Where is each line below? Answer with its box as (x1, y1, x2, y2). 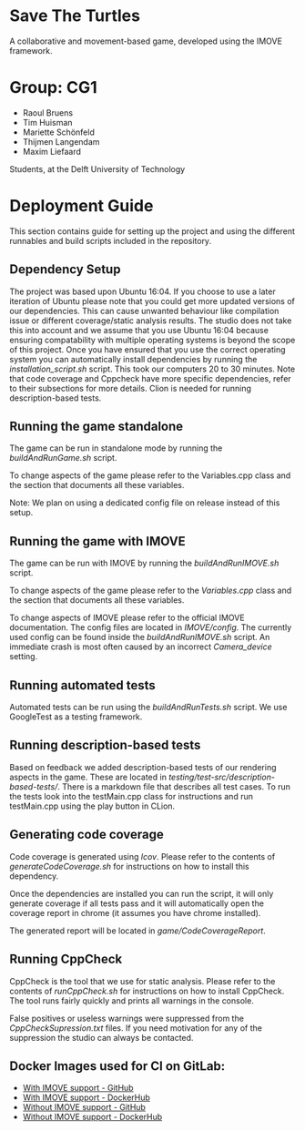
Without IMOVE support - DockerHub (22, 1112, 163, 1123)
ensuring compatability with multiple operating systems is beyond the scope (9, 334, 296, 345)
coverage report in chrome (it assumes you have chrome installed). (9, 907, 261, 918)
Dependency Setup (9, 261, 121, 278)
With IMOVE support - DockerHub (22, 1092, 150, 1103)
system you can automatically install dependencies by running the (9, 353, 258, 364)
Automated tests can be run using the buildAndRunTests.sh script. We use (9, 702, 288, 713)
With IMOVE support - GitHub (22, 1083, 134, 1094)
